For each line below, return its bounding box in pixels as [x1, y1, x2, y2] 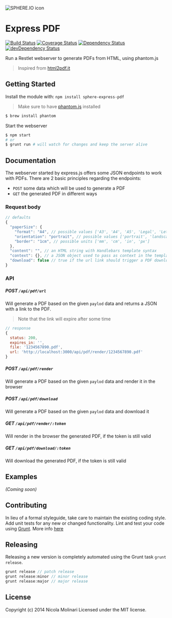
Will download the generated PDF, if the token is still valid [5, 458, 126, 464]
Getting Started [5, 80, 56, 89]
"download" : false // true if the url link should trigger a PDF [10, 258, 153, 263]
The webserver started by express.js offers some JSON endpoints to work [5, 170, 162, 176]
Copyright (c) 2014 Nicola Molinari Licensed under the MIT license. [5, 606, 147, 612]
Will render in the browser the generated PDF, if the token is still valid [5, 433, 151, 439]
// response [5, 325, 31, 331]
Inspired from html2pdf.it [17, 65, 71, 71]
